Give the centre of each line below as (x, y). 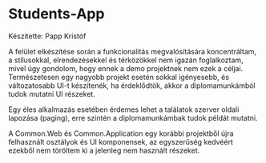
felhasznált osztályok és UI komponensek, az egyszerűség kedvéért (121, 141)
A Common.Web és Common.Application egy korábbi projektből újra (121, 133)
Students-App (56, 14)
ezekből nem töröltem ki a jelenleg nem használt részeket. (104, 150)
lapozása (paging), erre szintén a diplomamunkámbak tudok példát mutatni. (133, 117)
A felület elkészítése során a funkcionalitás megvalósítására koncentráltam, (133, 51)
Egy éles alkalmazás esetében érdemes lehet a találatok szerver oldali (124, 109)
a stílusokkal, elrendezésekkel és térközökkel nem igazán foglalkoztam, (126, 60)
